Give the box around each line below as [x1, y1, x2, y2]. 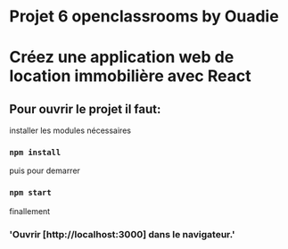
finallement [9, 205, 51, 216]
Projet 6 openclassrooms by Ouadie [9, 6, 279, 27]
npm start [9, 187, 52, 198]
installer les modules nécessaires [9, 125, 132, 136]
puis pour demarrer [9, 165, 80, 176]
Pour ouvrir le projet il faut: [9, 101, 161, 117]
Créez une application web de [9, 47, 235, 68]
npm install [9, 147, 62, 158]
